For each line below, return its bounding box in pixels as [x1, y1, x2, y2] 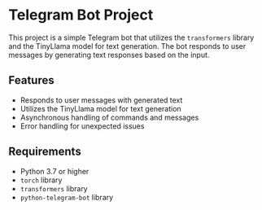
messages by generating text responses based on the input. [8, 50, 210, 59]
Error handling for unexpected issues [20, 120, 145, 131]
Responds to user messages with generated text [20, 95, 183, 105]
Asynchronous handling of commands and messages [20, 112, 199, 122]
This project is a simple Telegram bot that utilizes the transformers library [8, 33, 255, 42]
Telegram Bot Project [8, 6, 154, 24]
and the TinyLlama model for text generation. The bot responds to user [8, 41, 247, 50]
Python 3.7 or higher [20, 166, 90, 176]
